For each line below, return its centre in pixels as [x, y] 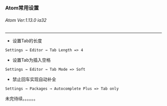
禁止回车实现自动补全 [34, 79]
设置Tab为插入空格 [32, 60]
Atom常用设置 [22, 7]
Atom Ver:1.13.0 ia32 [26, 20]
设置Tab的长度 [27, 41]
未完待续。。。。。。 [22, 99]
